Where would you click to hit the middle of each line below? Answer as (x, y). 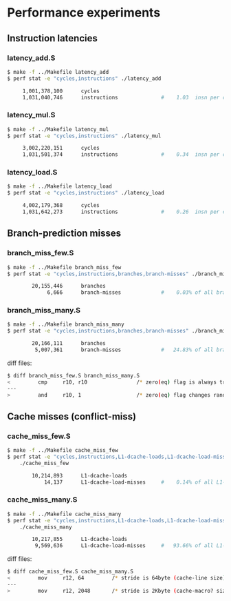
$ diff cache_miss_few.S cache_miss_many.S (70, 572)
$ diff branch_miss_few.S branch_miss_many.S (73, 375)
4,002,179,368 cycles (61, 206)
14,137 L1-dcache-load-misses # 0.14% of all (129, 482)
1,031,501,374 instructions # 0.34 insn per (121, 155)
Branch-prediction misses (64, 234)
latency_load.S (32, 173)
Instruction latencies (52, 38)
